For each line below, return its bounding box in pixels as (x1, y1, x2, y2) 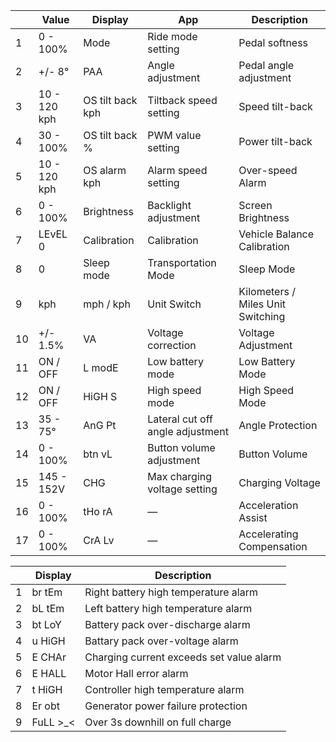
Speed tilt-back (238, 100, 313, 113)
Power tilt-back (238, 135, 313, 148)
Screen (238, 199, 273, 212)
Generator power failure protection (84, 699, 248, 713)
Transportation (147, 256, 217, 269)
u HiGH (31, 634, 66, 648)
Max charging (147, 470, 213, 483)
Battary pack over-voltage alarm (84, 634, 239, 648)
